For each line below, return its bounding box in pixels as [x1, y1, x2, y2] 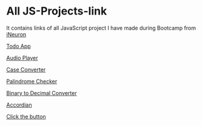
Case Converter [6, 65, 46, 73]
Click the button [6, 113, 47, 120]
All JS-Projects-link [6, 4, 107, 18]
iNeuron [6, 30, 27, 38]
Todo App [6, 42, 32, 50]
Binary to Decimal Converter [6, 89, 77, 96]
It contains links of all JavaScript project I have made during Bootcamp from [6, 24, 196, 31]
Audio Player [6, 54, 38, 61]
